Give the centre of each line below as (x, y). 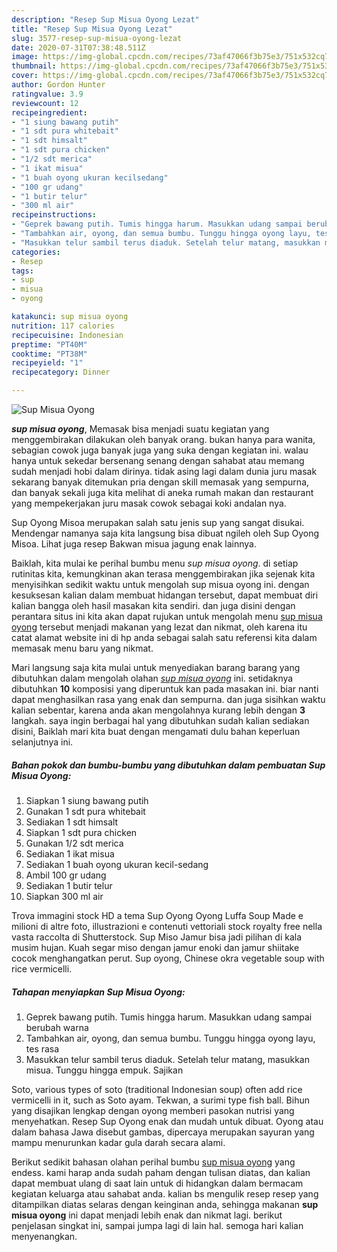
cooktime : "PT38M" (49, 354)
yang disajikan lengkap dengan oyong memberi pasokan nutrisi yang (153, 1110)
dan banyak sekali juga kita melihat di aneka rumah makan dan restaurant (162, 492)
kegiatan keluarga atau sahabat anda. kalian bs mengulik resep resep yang (165, 1193)
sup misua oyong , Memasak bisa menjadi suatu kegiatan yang (140, 429)
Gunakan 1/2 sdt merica (74, 843)
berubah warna (57, 1027)
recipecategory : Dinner (61, 372)
